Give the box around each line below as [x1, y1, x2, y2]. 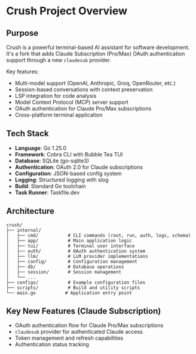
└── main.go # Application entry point [6, 290, 133, 296]
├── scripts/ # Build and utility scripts [6, 285, 140, 291]
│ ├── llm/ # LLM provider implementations [6, 253, 148, 259]
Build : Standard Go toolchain [14, 182, 87, 189]
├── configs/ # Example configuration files [6, 279, 146, 285]
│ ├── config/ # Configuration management [6, 258, 137, 264]
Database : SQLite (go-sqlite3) [14, 157, 90, 164]
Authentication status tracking [14, 341, 90, 348]
